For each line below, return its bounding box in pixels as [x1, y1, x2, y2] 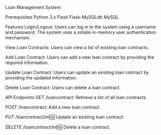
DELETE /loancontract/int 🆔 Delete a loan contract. [5, 124, 111, 130]
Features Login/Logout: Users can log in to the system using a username [5, 24, 156, 30]
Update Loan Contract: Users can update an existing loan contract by [5, 69, 149, 75]
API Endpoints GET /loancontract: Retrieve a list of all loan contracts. [5, 95, 147, 100]
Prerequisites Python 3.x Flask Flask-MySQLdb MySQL [5, 14, 119, 20]
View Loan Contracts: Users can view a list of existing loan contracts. [5, 44, 149, 50]
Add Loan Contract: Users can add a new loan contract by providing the [5, 54, 154, 60]
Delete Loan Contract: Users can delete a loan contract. [5, 84, 121, 91]
